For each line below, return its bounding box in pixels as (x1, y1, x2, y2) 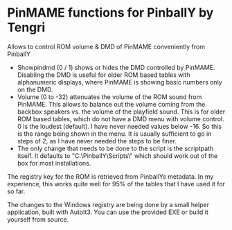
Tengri (7, 19, 46, 35)
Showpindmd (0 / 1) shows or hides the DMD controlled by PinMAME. (17, 63, 215, 71)
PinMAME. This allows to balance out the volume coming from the (17, 100, 206, 108)
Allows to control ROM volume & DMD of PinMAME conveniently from (7, 42, 206, 51)
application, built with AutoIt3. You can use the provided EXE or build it (7, 208, 209, 216)
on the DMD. (17, 85, 53, 94)
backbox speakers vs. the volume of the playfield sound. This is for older (17, 107, 226, 116)
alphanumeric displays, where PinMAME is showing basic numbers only (17, 78, 223, 86)
